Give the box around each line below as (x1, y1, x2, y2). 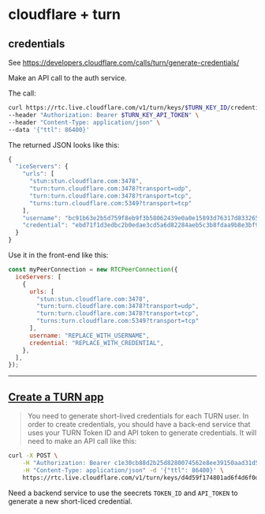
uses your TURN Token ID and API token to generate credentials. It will (27, 428, 257, 437)
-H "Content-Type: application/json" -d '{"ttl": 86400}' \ (22, 466, 224, 475)
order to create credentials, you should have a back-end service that (27, 420, 251, 430)
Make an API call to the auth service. (8, 73, 128, 82)
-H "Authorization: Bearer (22, 459, 111, 467)
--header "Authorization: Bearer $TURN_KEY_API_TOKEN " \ (8, 111, 200, 119)
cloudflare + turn (8, 6, 121, 24)
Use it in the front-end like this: (8, 250, 109, 260)
